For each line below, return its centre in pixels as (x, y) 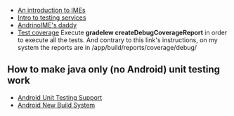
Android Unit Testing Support (60, 97)
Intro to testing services (52, 18)
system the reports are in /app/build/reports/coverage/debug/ (107, 47)
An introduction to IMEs (51, 10)
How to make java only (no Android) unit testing (113, 70)
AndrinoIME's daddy (47, 25)
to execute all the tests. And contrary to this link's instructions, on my (117, 40)
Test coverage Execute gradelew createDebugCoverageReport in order (122, 32)
